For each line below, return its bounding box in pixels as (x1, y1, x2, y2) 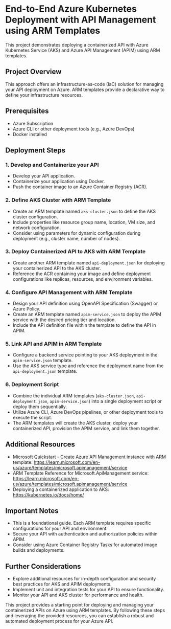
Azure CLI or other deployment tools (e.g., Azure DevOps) (12, 126, 135, 132)
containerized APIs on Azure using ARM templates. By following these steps (5, 607, 165, 614)
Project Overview (5, 68, 62, 76)
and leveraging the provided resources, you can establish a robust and (5, 613, 154, 619)
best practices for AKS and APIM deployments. (12, 581, 112, 587)
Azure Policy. (12, 306, 41, 312)
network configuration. (12, 224, 61, 231)
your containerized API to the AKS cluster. (12, 265, 101, 271)
